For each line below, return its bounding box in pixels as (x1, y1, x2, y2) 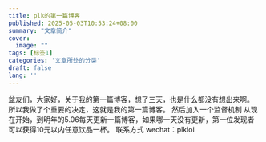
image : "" (15, 42, 48, 50)
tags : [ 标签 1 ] (8, 49, 54, 57)
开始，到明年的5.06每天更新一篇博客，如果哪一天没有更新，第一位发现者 (14, 114, 255, 124)
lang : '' (8, 71, 38, 79)
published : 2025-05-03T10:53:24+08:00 (8, 19, 138, 27)
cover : (8, 34, 30, 43)
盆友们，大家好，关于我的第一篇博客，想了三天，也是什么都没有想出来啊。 (8, 94, 254, 104)
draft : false (8, 64, 52, 72)
